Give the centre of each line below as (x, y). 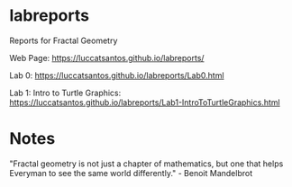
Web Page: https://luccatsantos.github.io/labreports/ (107, 58)
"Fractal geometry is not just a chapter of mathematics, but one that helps (146, 164)
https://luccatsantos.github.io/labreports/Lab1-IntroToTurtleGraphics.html (145, 102)
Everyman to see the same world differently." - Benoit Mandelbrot (131, 173)
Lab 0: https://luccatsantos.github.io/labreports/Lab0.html (117, 75)
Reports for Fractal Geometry (64, 40)
